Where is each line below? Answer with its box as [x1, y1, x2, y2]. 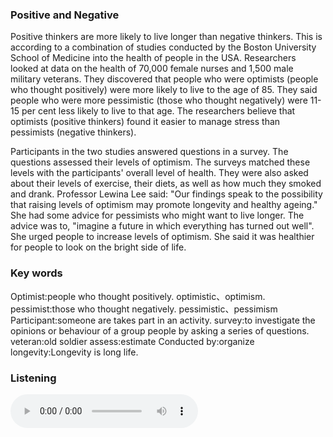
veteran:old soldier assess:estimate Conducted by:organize [10, 335, 255, 347]
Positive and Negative [10, 8, 120, 22]
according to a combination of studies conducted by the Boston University [10, 41, 317, 53]
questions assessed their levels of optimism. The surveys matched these [10, 156, 311, 168]
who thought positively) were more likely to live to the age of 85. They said [10, 84, 318, 96]
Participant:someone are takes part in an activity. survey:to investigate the [10, 314, 316, 326]
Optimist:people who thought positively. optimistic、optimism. [10, 290, 266, 302]
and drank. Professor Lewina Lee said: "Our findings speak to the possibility [10, 188, 323, 200]
